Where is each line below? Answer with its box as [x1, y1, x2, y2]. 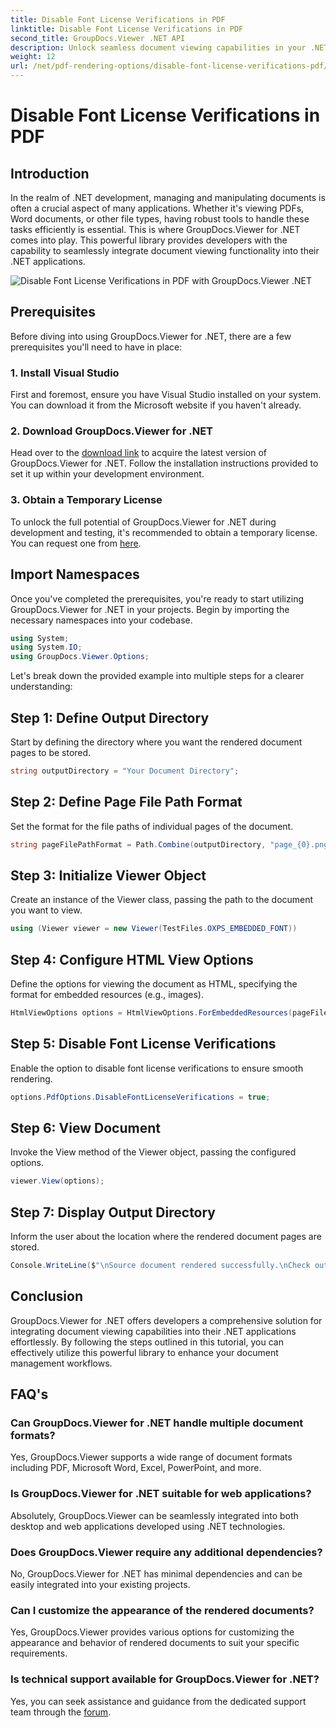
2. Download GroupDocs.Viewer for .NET [10, 424, 213, 438]
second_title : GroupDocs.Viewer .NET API [10, 33, 186, 43]
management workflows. [10, 1357, 113, 1369]
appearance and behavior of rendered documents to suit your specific [10, 1637, 300, 1649]
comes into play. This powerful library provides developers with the [10, 234, 288, 246]
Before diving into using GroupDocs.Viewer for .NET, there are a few [10, 330, 292, 342]
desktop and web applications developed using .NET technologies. [10, 1520, 286, 1532]
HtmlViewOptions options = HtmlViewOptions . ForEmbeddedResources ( [10, 1008, 293, 1018]
